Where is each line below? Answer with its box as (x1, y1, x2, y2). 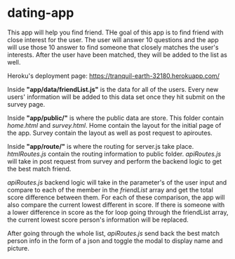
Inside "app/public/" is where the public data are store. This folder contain (7, 114, 224, 122)
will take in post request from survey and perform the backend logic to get (7, 157, 222, 166)
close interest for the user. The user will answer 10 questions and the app (7, 35, 219, 44)
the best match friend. (7, 164, 72, 173)
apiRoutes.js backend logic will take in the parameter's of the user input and (7, 178, 227, 187)
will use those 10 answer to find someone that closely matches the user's (7, 43, 219, 51)
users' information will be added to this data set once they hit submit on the (7, 93, 226, 101)
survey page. (7, 100, 46, 108)
